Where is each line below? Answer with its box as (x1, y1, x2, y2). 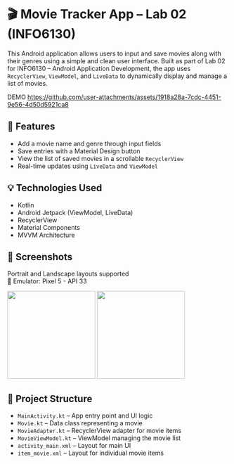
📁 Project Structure (7, 392, 93, 405)
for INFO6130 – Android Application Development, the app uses (7, 64, 191, 72)
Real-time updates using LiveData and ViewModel (17, 162, 158, 170)
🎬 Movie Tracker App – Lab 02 (7, 6, 187, 22)
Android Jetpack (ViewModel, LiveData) (17, 208, 134, 217)
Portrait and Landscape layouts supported (7, 269, 129, 278)
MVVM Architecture (17, 231, 75, 239)
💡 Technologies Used (7, 182, 103, 194)
